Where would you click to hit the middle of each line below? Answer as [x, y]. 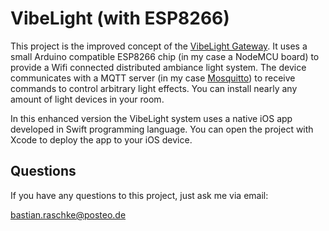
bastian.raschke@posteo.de [68, 214]
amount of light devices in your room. [87, 99]
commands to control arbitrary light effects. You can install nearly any [154, 88]
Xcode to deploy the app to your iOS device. [101, 139]
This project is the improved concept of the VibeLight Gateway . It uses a [159, 46]
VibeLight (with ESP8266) [120, 18]
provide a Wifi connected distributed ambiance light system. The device [158, 67]
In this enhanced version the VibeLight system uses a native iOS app [151, 118]
